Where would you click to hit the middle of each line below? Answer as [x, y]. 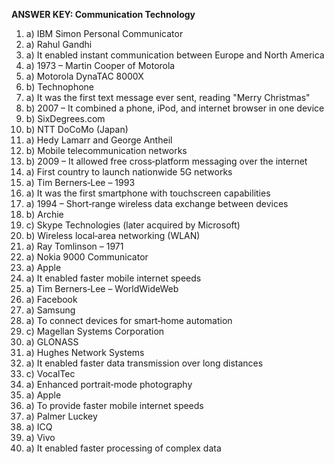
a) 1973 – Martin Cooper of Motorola [100, 65]
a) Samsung [50, 310]
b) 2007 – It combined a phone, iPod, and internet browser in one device [175, 108]
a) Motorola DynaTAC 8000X [84, 76]
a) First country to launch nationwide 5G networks [129, 172]
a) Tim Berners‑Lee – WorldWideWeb [102, 288]
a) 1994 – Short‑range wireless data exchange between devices [157, 203]
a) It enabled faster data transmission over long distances [144, 363]
